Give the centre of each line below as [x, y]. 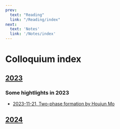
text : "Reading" [27, 15]
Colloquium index [43, 59]
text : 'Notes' [25, 29]
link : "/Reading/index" [35, 19]
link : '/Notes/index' [33, 34]
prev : [11, 10]
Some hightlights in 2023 [37, 93]
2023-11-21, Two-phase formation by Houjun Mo [64, 103]
